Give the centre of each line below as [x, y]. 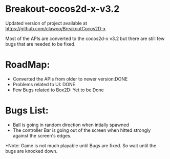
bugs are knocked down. [31, 151]
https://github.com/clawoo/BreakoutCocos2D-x [56, 28]
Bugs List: [27, 111]
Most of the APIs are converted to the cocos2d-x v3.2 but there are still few [85, 38]
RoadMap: [28, 65]
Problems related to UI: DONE [44, 84]
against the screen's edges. [42, 135]
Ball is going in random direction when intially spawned [71, 125]
